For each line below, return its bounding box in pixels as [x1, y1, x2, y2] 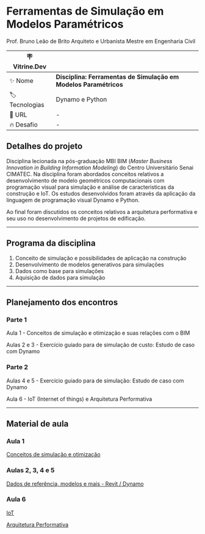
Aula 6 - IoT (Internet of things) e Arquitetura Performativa [6, 395, 153, 403]
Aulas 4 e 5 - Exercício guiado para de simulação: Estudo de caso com [6, 377, 184, 384]
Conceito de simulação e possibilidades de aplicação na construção [15, 254, 187, 262]
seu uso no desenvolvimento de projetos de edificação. [6, 214, 146, 222]
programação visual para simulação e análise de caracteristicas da [6, 183, 174, 191]
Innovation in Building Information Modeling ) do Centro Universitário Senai [6, 164, 194, 171]
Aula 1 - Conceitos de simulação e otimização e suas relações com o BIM [6, 329, 190, 337]
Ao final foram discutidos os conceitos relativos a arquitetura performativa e [6, 208, 198, 215]
